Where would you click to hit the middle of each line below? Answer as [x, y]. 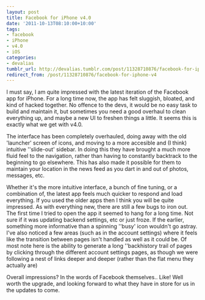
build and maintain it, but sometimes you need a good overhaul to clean [96, 111]
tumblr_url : [21, 69]
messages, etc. [25, 176]
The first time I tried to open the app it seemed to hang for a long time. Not [100, 213]
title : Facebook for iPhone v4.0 [49, 18]
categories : [21, 58]
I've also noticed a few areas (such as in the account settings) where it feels [102, 233]
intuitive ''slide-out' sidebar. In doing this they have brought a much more [99, 149]
